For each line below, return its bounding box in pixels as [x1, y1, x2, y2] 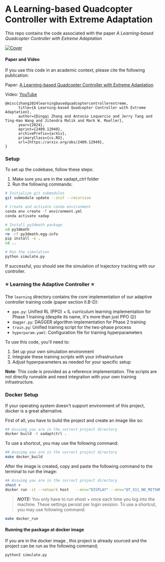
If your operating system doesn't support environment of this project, [5, 403, 145, 408]
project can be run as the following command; [5, 543, 98, 549]
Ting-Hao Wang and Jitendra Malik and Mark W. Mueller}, [5, 118, 124, 124]
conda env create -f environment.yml [5, 209, 82, 214]
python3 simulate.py [5, 552, 48, 557]
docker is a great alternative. [5, 407, 63, 414]
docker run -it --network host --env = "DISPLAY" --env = [5, 487, 124, 492]
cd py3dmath [5, 227, 29, 232]
